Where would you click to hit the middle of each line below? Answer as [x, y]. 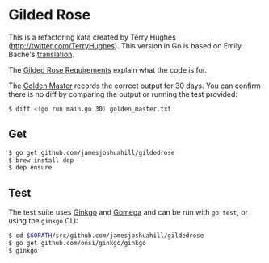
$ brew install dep [41, 160]
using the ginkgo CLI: [43, 221]
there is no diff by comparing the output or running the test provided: [123, 94]
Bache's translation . [42, 54]
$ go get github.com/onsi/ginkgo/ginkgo [78, 243]
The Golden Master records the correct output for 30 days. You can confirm [134, 86]
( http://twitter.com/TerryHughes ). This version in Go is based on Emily [125, 45]
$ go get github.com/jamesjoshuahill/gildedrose [92, 152]
